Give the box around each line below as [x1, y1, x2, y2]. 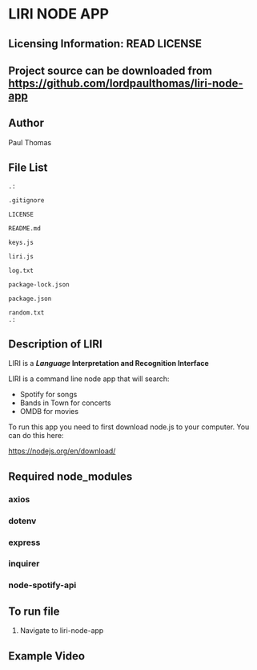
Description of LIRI [8, 337, 102, 351]
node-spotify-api [8, 579, 77, 591]
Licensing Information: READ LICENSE [8, 37, 203, 51]
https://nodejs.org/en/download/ [8, 446, 116, 456]
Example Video [8, 649, 86, 663]
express [8, 537, 41, 548]
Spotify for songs [19, 390, 78, 400]
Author [8, 116, 44, 130]
